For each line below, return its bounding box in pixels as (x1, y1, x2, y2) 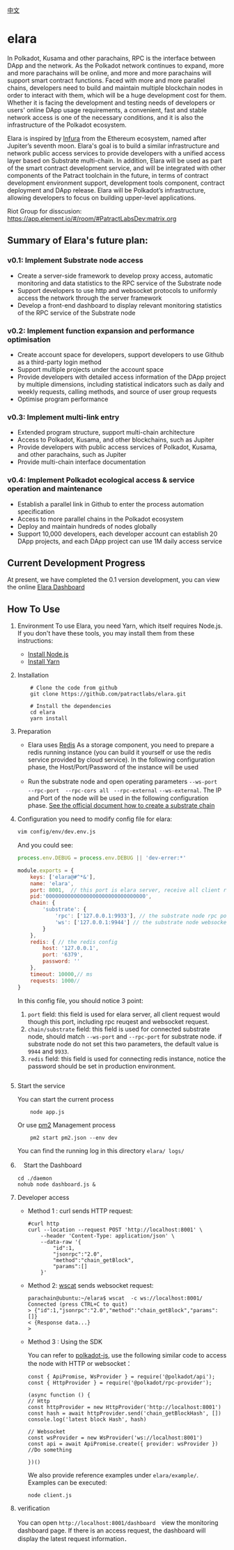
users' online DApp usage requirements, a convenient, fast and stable (7, 105, 208, 114)
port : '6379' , (42, 951, 84, 958)
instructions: (17, 637, 54, 645)
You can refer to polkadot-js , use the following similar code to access (27, 1350, 227, 1359)
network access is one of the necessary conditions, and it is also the (7, 113, 204, 121)
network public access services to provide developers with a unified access (7, 149, 225, 157)
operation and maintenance (7, 484, 103, 494)
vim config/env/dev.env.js (17, 829, 96, 836)
